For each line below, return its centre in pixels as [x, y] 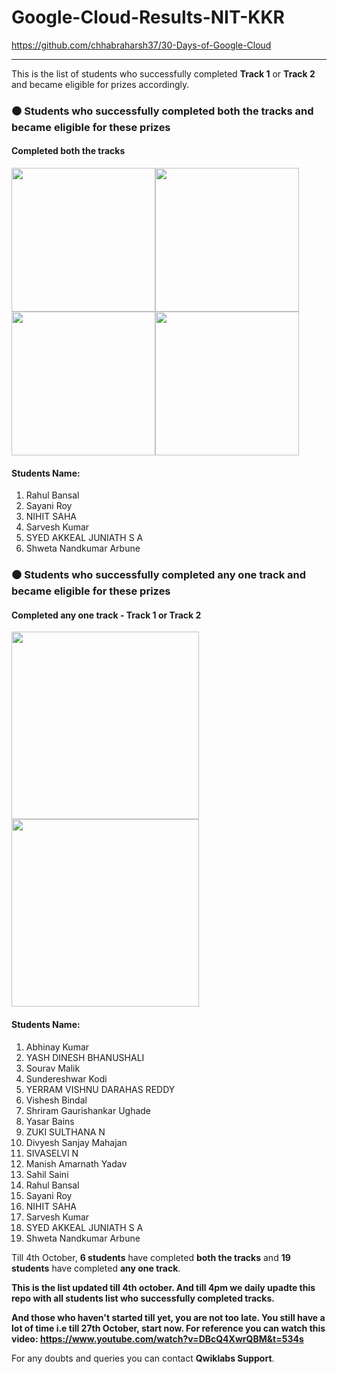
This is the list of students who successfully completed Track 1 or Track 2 [163, 73]
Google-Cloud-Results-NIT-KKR [148, 17]
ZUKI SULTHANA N [65, 1132]
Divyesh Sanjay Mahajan [76, 1142]
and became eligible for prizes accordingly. [100, 84]
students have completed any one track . [96, 1268]
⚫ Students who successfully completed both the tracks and [162, 111]
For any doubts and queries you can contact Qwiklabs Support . [143, 1358]
